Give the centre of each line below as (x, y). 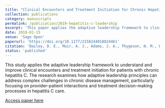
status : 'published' (26, 51)
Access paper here (24, 100)
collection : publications (31, 14)
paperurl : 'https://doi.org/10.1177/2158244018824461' (62, 42)
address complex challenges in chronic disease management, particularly (80, 80)
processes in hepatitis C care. (35, 91)
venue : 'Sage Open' (25, 37)
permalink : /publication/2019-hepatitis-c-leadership (61, 23)
